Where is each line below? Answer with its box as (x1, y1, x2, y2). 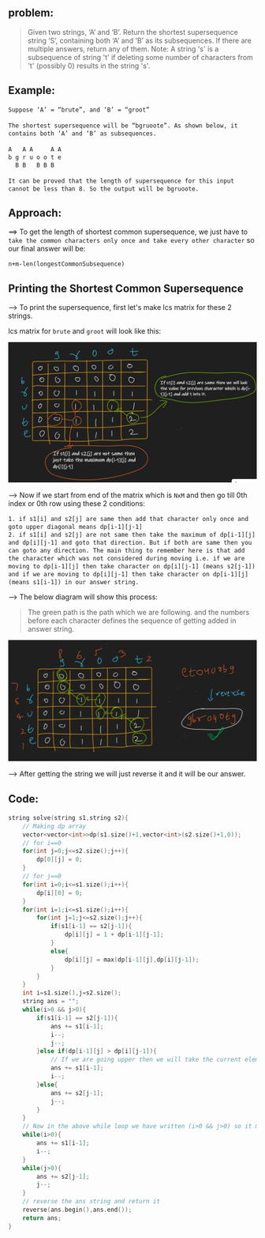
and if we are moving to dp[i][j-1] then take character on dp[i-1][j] (8, 571, 248, 579)
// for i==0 (22, 839, 62, 847)
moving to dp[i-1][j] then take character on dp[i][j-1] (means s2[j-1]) (8, 563, 256, 571)
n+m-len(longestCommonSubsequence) (8, 260, 125, 268)
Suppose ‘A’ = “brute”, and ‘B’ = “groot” (8, 106, 150, 114)
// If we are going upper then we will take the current (50, 1055, 242, 1064)
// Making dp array (22, 822, 87, 830)
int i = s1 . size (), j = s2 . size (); (22, 989, 122, 997)
